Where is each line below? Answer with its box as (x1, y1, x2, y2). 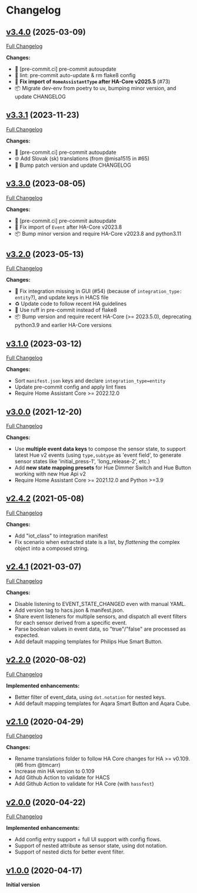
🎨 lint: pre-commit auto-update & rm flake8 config (14, 72, 136, 78)
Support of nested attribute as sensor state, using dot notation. (14, 842, 168, 849)
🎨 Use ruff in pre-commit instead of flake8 (14, 307, 118, 314)
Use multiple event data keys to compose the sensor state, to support (14, 446, 186, 453)
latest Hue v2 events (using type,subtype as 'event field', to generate (14, 452, 182, 459)
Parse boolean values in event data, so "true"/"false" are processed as (14, 625, 186, 632)
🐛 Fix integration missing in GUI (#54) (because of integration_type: (14, 288, 182, 295)
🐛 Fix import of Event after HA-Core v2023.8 (14, 223, 122, 230)
